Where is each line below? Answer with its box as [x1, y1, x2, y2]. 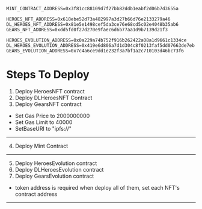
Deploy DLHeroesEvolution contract [14, 166, 104, 173]
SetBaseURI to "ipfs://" [14, 125, 72, 132]
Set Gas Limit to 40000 [14, 118, 73, 126]
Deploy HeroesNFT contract [14, 87, 85, 95]
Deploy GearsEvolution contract [14, 172, 94, 179]
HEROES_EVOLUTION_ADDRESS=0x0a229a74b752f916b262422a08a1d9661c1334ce [6, 37, 187, 43]
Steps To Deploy [6, 68, 90, 81]
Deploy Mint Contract [14, 142, 68, 149]
